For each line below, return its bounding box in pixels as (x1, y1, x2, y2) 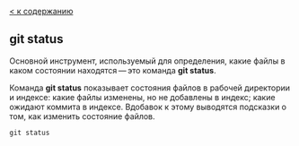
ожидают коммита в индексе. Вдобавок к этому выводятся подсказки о (9, 101, 287, 112)
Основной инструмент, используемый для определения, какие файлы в (9, 56, 286, 66)
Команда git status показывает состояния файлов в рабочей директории (9, 82, 290, 93)
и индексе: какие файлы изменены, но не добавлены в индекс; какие (9, 91, 276, 102)
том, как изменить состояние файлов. (9, 110, 155, 122)
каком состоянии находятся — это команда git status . (9, 64, 217, 75)
